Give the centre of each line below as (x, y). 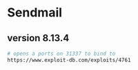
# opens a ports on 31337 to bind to (61, 54)
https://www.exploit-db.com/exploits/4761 (69, 60)
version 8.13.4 (38, 38)
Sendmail (35, 13)
